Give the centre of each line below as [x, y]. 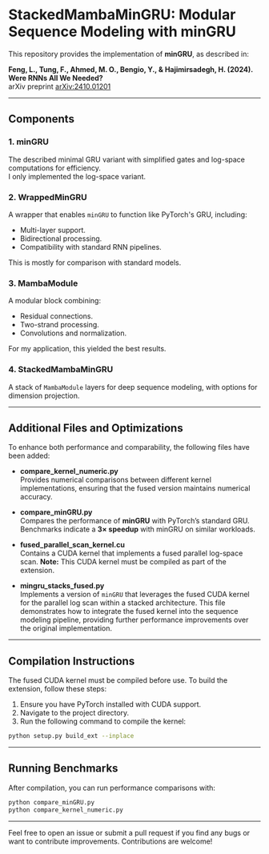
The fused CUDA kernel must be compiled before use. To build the [118, 680]
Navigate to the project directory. [74, 713]
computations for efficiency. [55, 168]
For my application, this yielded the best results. [87, 349]
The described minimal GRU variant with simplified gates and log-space [127, 159]
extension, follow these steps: [58, 689]
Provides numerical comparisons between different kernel [116, 480]
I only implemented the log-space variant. [77, 176]
